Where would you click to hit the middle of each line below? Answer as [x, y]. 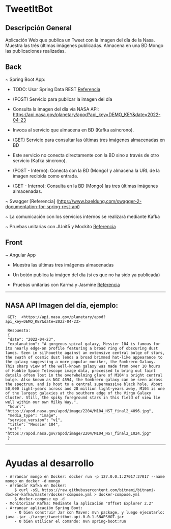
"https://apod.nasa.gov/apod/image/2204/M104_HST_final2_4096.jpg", [79, 411]
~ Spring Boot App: [25, 79]
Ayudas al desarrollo [50, 463]
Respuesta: [19, 330]
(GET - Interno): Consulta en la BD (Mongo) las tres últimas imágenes [85, 186]
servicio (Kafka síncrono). [40, 160]
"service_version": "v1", [35, 420]
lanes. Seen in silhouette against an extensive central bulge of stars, [85, 353]
